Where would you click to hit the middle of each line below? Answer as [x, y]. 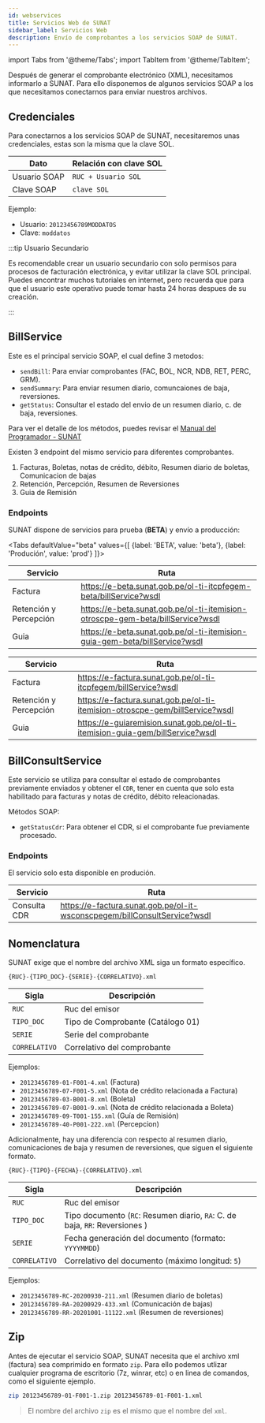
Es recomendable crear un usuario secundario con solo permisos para [122, 263]
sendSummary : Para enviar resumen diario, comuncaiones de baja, [125, 388]
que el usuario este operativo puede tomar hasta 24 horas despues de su [127, 289]
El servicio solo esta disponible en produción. [82, 873]
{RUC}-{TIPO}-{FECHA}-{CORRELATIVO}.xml [76, 1171]
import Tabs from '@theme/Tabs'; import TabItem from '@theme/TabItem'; [129, 60]
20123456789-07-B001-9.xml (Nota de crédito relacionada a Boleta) [127, 1108]
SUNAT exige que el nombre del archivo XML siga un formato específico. [127, 963]
